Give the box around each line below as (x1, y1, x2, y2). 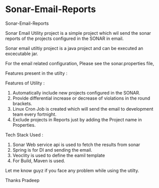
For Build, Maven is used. (12, 158, 66, 164)
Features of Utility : (5, 80, 45, 86)
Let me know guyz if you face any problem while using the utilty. (5, 167, 139, 173)
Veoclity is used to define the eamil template (12, 152, 105, 158)
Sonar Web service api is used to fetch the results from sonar (12, 142, 140, 148)
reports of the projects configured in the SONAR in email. (5, 35, 124, 41)
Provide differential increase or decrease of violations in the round (12, 95, 150, 101)
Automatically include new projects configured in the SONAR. (12, 89, 140, 96)
